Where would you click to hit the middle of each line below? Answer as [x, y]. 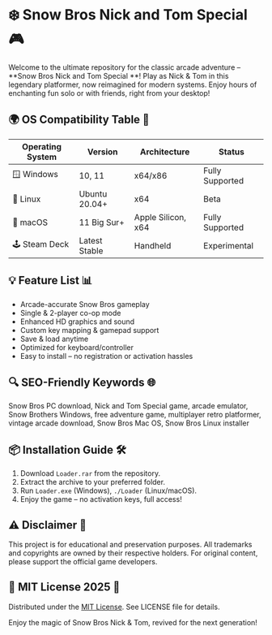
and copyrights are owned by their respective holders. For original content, [133, 553]
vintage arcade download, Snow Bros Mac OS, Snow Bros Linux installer [129, 423]
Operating [42, 146]
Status [231, 152]
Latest [91, 240]
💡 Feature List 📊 [51, 281]
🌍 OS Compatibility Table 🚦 [79, 120]
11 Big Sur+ [102, 222]
